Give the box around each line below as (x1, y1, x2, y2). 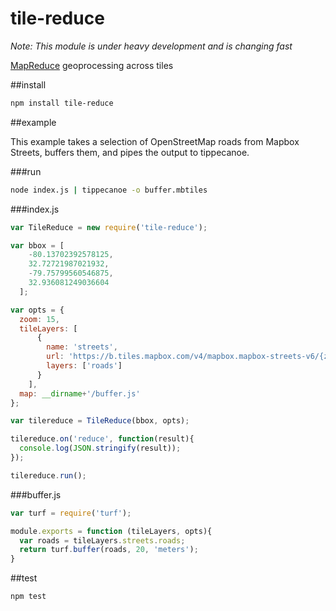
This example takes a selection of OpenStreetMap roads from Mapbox (10, 135, 300, 147)
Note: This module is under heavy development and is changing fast (10, 40, 293, 52)
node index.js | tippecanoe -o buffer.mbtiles (10, 185, 208, 195)
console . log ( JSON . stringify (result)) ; (19, 443, 182, 454)
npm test (10, 592, 47, 602)
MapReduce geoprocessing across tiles (10, 59, 174, 71)
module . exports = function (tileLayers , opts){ (10, 526, 213, 536)
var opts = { (10, 305, 65, 315)
